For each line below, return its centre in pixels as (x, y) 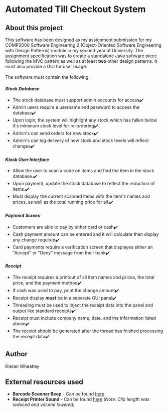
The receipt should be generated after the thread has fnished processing (88, 331)
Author (16, 354)
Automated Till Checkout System (75, 9)
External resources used (44, 382)
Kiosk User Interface (27, 160)
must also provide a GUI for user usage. (46, 66)
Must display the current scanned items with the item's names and (81, 196)
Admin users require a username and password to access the (76, 107)
